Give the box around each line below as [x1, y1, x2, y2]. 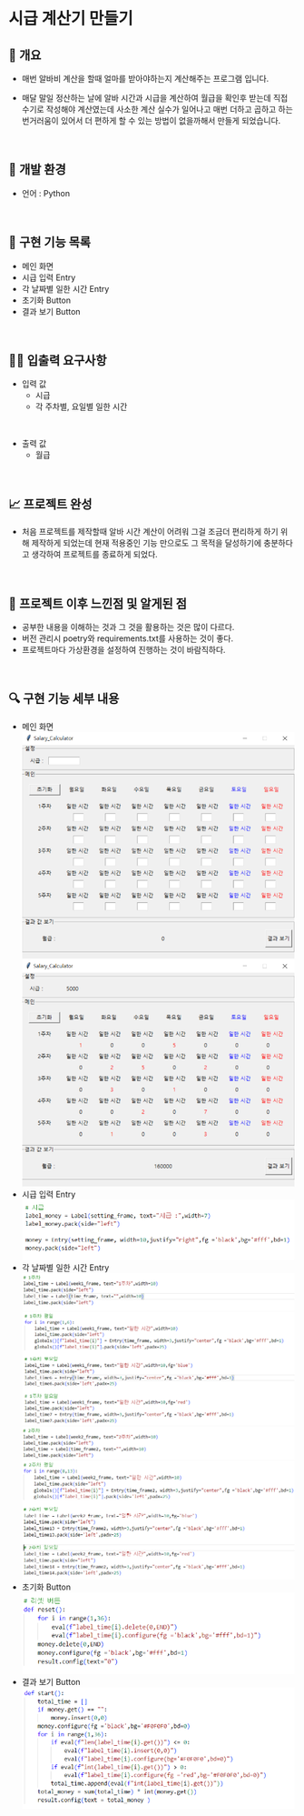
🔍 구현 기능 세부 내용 [8, 691, 120, 707]
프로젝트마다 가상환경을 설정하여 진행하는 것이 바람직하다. [21, 645, 226, 656]
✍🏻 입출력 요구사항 [8, 353, 107, 368]
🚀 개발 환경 [8, 162, 67, 177]
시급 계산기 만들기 [8, 8, 133, 29]
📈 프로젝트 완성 [8, 497, 93, 512]
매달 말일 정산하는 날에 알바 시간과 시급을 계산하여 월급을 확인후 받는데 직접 [21, 93, 289, 103]
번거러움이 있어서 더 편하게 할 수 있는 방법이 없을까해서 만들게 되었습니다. [21, 115, 281, 125]
